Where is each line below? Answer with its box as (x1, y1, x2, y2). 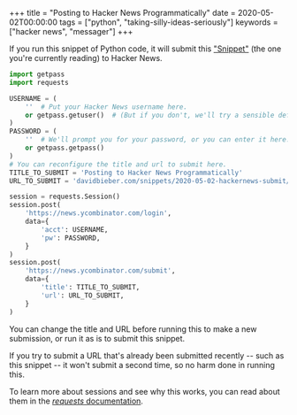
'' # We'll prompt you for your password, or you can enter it (25, 135, 267, 144)
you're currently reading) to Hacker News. (9, 53, 163, 63)
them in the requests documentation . (9, 396, 144, 406)
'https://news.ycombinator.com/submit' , (25, 266, 176, 275)
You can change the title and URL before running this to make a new (9, 323, 257, 334)
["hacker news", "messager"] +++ (9, 27, 133, 36)
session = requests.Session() (9, 192, 121, 202)
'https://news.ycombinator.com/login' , (25, 209, 172, 218)
